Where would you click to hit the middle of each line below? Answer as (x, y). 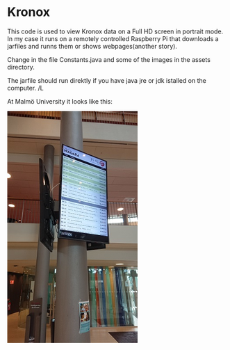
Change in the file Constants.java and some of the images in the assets (109, 59)
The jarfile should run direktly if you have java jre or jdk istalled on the (107, 80)
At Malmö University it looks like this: (60, 101)
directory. (21, 67)
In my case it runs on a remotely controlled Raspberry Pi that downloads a (113, 38)
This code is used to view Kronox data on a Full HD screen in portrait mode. (115, 31)
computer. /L (25, 88)
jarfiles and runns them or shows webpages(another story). (92, 46)
